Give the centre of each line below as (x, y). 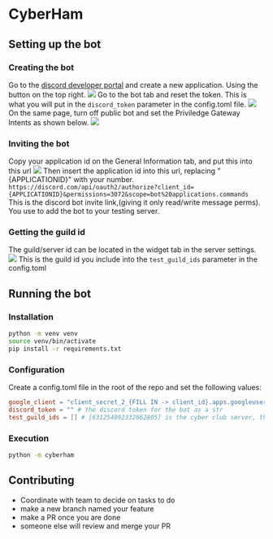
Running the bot (50, 293)
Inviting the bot (39, 143)
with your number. (104, 180)
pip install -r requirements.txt (65, 349)
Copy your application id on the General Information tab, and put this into (131, 161)
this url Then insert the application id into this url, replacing (112, 171)
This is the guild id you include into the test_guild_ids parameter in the (138, 259)
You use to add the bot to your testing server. (84, 211)
